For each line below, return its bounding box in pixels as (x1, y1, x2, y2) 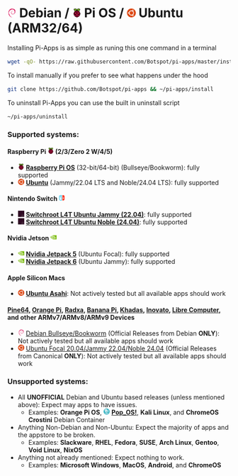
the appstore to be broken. (17, 431, 96, 439)
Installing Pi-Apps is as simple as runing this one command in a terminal (7, 43, 217, 52)
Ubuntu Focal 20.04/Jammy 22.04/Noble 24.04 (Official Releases (25, 344, 217, 353)
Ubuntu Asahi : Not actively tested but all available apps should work (25, 289, 226, 298)
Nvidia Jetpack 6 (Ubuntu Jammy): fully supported (25, 258, 176, 266)
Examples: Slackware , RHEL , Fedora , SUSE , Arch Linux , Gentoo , (28, 438, 220, 446)
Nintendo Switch (7, 194, 58, 203)
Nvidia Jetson (7, 234, 50, 243)
